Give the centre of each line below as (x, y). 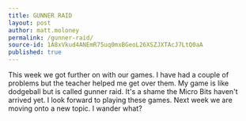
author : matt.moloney (44, 30)
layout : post (30, 23)
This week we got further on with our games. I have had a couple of (119, 75)
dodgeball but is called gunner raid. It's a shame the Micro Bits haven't (123, 91)
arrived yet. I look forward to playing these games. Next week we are (121, 100)
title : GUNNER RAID (40, 15)
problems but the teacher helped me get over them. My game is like (119, 83)
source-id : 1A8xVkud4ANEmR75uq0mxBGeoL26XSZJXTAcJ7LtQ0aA (106, 45)
